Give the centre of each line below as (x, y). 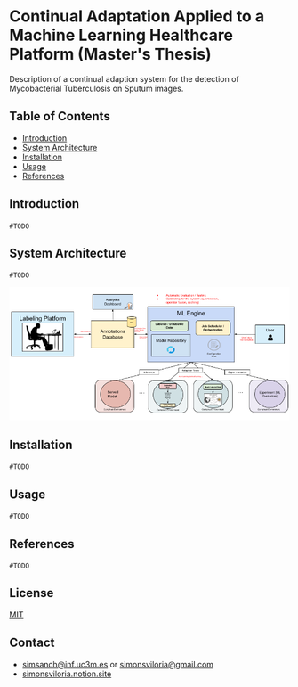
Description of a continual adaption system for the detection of (124, 78)
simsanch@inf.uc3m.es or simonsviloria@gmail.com (118, 664)
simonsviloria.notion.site (67, 674)
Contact (32, 643)
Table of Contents (60, 116)
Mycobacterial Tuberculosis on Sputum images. (97, 88)
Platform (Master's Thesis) (110, 54)
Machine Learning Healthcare (121, 35)
